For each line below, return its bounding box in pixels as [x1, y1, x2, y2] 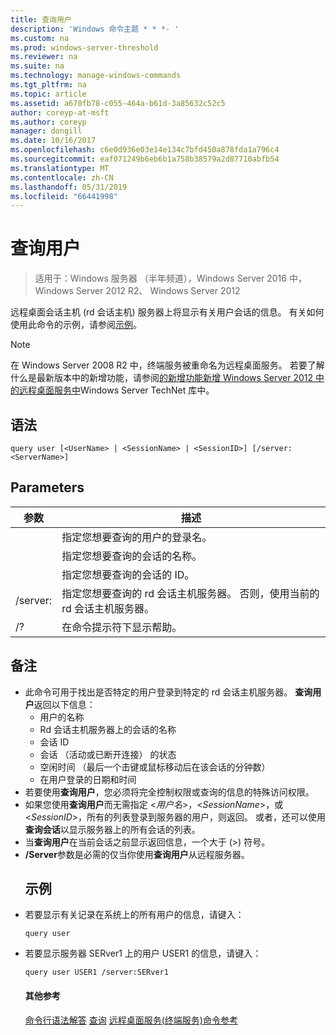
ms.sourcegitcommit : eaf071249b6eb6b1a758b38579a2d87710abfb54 [10, 154, 280, 164]
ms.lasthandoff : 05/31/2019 [10, 182, 128, 192]
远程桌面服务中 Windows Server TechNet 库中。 [18, 384, 215, 396]
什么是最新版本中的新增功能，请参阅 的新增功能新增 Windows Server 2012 [10, 372, 314, 384]
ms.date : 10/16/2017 [10, 136, 97, 146]
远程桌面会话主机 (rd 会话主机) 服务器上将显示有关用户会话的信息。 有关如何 [10, 306, 325, 318]
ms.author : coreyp [10, 117, 87, 127]
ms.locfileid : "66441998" [10, 191, 118, 201]
